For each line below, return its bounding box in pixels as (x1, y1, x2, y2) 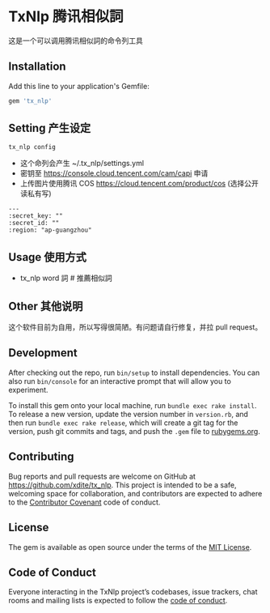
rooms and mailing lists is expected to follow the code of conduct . (8, 596, 228, 606)
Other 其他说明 (8, 299, 83, 313)
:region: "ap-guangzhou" (8, 226, 92, 235)
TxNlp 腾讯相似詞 (8, 7, 124, 26)
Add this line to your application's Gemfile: (8, 81, 150, 91)
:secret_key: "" (8, 212, 63, 220)
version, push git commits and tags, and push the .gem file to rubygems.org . (8, 426, 261, 436)
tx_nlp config (8, 143, 57, 151)
